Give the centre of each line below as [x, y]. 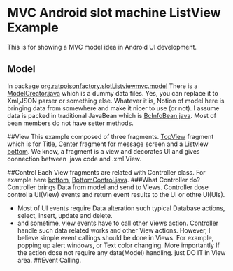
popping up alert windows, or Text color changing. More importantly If [119, 245]
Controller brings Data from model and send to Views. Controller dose [108, 187]
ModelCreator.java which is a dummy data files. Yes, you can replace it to [113, 93]
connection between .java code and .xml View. [74, 159]
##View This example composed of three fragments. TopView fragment [111, 136]
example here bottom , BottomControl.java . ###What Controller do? [104, 180]
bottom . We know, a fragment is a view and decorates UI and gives [104, 151]
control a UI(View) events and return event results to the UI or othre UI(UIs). [116, 194]
